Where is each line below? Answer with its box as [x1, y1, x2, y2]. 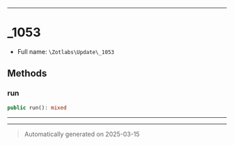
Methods [7, 67, 47, 80]
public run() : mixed [7, 104, 68, 111]
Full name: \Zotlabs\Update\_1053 [17, 47, 115, 56]
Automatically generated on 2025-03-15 [24, 130, 140, 138]
